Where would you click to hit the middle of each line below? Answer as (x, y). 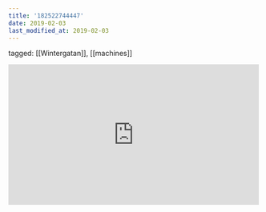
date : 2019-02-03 (37, 23)
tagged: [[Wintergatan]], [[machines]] (71, 54)
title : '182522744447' (46, 16)
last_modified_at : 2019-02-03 (59, 30)
